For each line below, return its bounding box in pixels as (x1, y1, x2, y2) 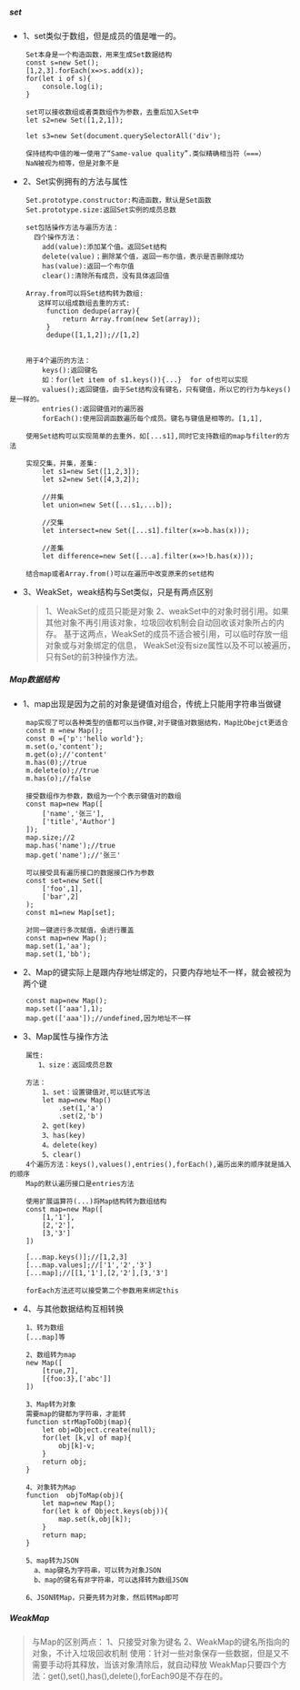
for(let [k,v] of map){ (42, 1433, 132, 1443)
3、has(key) (42, 1131, 86, 1140)
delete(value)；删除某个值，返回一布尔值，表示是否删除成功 (42, 252, 244, 261)
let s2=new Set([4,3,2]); (42, 475, 141, 484)
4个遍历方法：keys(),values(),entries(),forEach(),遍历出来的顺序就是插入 (25, 1160, 292, 1169)
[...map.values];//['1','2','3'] (25, 1260, 153, 1270)
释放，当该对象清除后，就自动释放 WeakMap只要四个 (79, 1659, 279, 1670)
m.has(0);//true (25, 758, 88, 767)
